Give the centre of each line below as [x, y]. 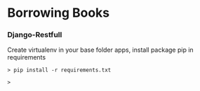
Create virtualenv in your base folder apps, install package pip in [101, 50]
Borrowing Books [59, 13]
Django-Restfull [35, 35]
